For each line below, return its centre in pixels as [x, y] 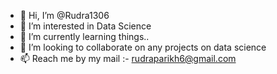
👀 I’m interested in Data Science [85, 26]
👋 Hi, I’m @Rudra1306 [64, 15]
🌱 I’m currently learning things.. [84, 36]
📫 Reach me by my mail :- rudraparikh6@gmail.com [128, 58]
